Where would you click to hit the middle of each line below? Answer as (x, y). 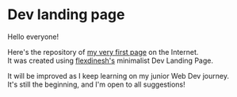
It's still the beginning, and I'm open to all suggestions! (96, 84)
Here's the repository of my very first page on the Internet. (103, 52)
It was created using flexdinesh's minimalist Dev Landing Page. (110, 60)
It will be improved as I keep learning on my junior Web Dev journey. (118, 76)
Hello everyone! (33, 37)
